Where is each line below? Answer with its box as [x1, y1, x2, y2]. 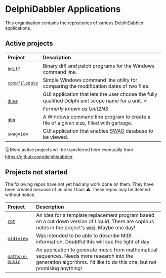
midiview [7, 236, 28, 241]
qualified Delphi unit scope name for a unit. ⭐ [42, 97, 147, 104]
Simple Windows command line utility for [42, 77, 138, 83]
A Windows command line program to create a [42, 113, 151, 120]
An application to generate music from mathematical [36, 246, 158, 253]
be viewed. [42, 133, 68, 140]
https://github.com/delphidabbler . [5, 154, 74, 159]
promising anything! [36, 265, 83, 272]
